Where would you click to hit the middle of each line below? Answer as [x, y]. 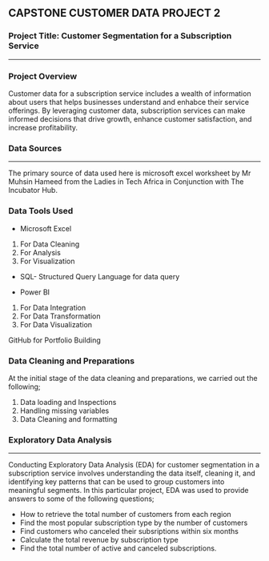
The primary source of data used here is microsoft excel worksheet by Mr [130, 173]
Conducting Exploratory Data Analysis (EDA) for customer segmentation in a [134, 465]
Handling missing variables [64, 411]
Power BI [35, 292]
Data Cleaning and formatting [68, 419]
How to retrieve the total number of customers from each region [126, 515]
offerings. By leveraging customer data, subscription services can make [127, 110]
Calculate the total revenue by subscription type [99, 540]
